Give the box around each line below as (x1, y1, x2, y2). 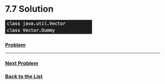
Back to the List (5, 73, 43, 80)
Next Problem (5, 60, 38, 67)
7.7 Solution (5, 3, 54, 15)
